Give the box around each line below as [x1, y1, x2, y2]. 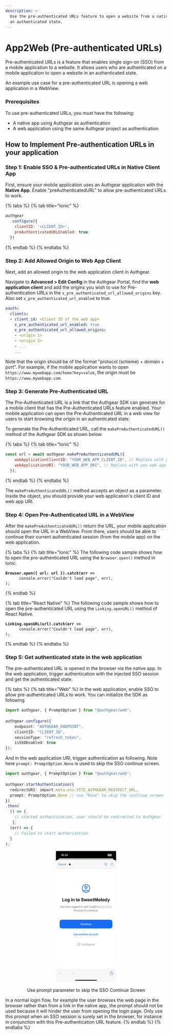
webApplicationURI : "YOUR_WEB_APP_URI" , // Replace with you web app [14, 462, 166, 468]
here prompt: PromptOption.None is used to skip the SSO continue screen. [5, 760, 160, 766]
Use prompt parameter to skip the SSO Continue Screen [27, 987, 145, 993]
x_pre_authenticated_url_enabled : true [14, 322, 100, 327]
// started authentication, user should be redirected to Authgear [14, 814, 161, 820]
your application [5, 148, 59, 157]
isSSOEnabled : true [14, 740, 56, 745]
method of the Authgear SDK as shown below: [5, 431, 103, 437]
